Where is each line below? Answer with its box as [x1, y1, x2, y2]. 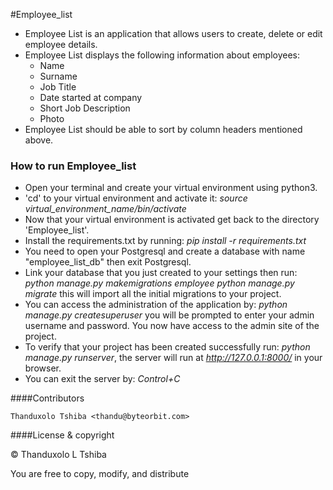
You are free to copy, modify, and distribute [10, 468, 190, 480]
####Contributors [10, 392, 85, 404]
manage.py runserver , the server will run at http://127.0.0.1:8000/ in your [24, 352, 323, 364]
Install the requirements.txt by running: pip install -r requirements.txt [24, 235, 307, 247]
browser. [24, 362, 62, 374]
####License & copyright [10, 429, 115, 441]
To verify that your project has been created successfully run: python [24, 341, 311, 353]
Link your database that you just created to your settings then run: [24, 267, 298, 279]
